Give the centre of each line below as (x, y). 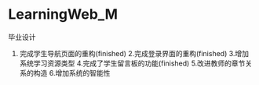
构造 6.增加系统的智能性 (72, 73)
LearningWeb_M (63, 14)
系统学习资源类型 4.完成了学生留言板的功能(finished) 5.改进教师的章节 (132, 63)
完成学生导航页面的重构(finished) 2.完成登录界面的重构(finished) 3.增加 (134, 53)
